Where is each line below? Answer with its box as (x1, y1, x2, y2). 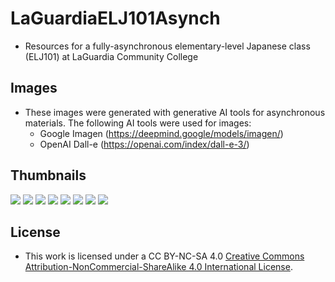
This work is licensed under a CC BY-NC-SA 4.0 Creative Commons (24, 250, 305, 262)
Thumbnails (10, 167, 87, 184)
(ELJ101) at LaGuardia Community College (24, 50, 199, 62)
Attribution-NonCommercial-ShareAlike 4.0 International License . (24, 261, 293, 273)
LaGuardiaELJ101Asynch (10, 7, 221, 30)
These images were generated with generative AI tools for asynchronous (24, 106, 326, 118)
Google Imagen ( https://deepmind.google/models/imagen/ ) (39, 127, 284, 139)
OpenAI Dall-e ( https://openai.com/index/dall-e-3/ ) (39, 138, 250, 150)
